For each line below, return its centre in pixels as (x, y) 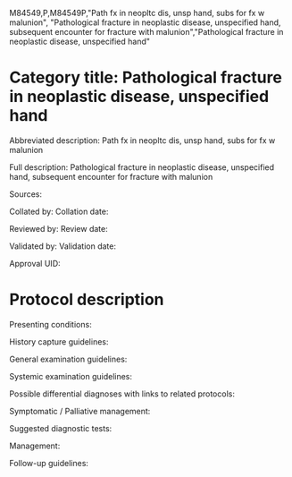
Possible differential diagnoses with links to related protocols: (122, 394)
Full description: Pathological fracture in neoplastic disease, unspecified (142, 167)
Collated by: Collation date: (59, 211)
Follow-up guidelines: (49, 463)
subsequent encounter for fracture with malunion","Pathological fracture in (146, 32)
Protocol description (87, 300)
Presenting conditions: (50, 324)
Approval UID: (35, 263)
